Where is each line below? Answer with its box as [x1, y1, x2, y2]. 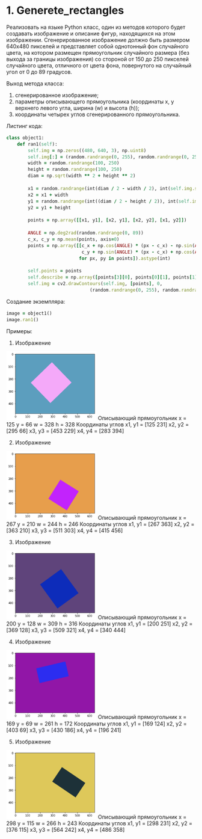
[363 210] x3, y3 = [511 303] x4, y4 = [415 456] [6, 527, 123, 534]
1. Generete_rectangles [6, 4, 124, 17]
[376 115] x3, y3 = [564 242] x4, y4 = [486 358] [6, 826, 125, 833]
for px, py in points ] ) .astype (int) [79, 255, 171, 262]
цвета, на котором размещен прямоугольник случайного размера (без [6, 49, 189, 56]
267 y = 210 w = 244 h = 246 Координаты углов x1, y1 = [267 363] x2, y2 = [6, 521, 195, 528]
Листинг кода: [6, 122, 43, 129]
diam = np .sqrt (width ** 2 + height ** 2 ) [28, 173, 136, 179]
